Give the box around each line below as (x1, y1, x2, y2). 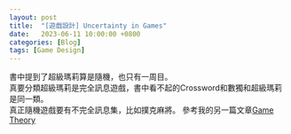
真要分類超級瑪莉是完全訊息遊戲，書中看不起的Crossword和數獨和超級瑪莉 (9, 83, 282, 93)
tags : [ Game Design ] (9, 46, 86, 55)
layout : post (9, 12, 58, 22)
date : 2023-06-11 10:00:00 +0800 (9, 29, 141, 38)
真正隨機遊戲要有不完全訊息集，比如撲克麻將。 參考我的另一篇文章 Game (9, 105, 274, 115)
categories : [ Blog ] (9, 37, 82, 47)
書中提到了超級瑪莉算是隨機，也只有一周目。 (9, 72, 173, 83)
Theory (9, 114, 36, 125)
